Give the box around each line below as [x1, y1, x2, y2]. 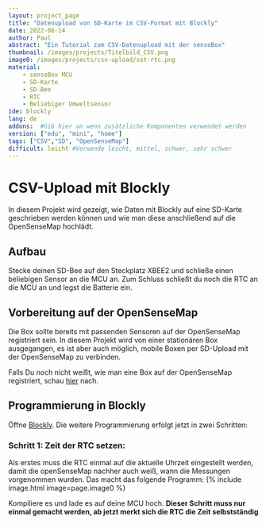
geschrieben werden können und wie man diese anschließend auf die [8, 214, 236, 223]
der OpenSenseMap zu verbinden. [8, 352, 121, 361]
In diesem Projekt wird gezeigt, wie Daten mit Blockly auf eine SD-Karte [8, 205, 242, 214]
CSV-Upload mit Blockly [8, 179, 171, 197]
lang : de [8, 115, 37, 123]
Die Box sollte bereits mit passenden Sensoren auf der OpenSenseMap [8, 326, 241, 336]
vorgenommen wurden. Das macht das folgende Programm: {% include [8, 475, 242, 484]
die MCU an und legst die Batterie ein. [8, 283, 133, 292]
